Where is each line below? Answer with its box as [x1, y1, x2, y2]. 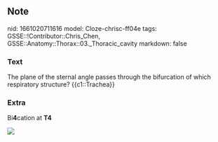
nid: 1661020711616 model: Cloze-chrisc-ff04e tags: [7, 24, 158, 32]
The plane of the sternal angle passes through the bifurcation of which [7, 73, 212, 82]
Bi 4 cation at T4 [7, 114, 52, 122]
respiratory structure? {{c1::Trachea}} [7, 80, 116, 89]
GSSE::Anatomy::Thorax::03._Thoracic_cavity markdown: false [7, 39, 187, 48]
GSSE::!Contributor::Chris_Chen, [7, 32, 100, 40]
